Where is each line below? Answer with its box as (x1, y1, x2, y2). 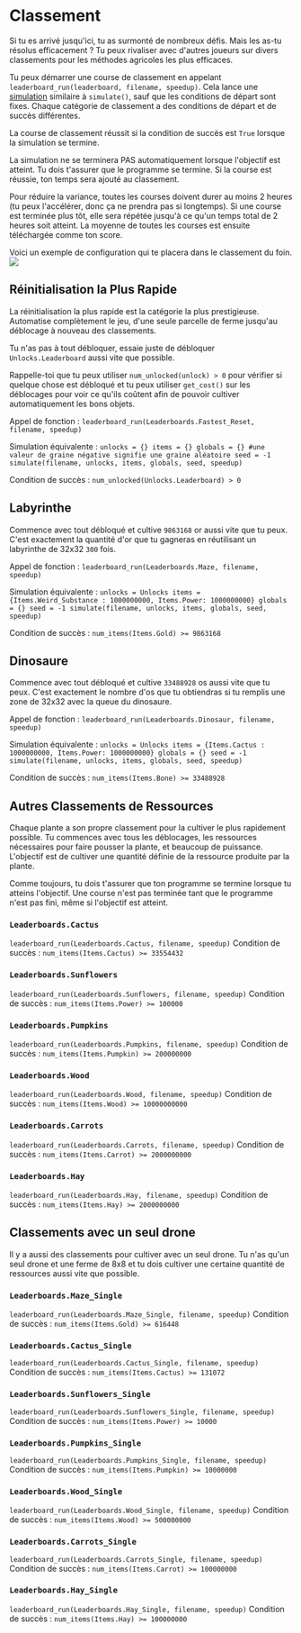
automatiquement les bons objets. (9, 398, 136, 409)
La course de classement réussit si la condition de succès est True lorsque (9, 127, 286, 138)
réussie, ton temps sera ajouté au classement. (9, 173, 180, 185)
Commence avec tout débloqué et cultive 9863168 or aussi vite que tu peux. (9, 524, 288, 535)
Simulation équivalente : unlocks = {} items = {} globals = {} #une (9, 440, 265, 451)
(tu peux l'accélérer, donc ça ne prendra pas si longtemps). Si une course (9, 200, 282, 212)
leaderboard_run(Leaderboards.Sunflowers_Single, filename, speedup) (9, 1407, 276, 1417)
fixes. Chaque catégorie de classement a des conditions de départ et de (9, 100, 277, 111)
